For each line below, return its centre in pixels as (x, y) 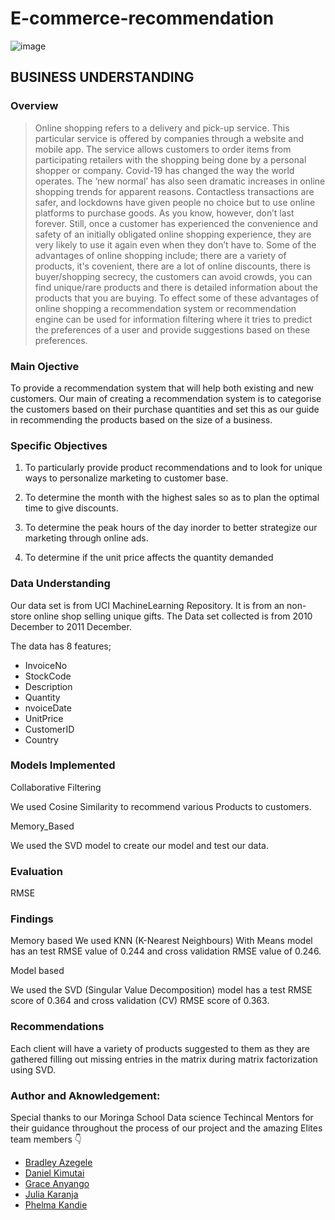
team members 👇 (46, 1139)
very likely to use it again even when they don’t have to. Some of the (175, 244)
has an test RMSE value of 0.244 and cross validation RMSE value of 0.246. (166, 951)
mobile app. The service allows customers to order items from (163, 149)
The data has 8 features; (61, 646)
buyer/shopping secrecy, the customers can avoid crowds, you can (173, 276)
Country (41, 739)
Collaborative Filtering (56, 787)
